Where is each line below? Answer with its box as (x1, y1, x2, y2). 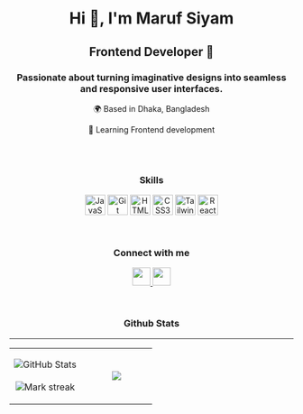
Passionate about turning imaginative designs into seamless (16, 71, 287, 84)
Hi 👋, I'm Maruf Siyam (69, 8, 234, 29)
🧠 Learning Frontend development (88, 124, 215, 134)
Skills (139, 173, 164, 186)
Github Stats (123, 317, 180, 330)
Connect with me (113, 247, 190, 260)
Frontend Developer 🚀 (88, 44, 215, 60)
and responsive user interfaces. (79, 82, 224, 95)
